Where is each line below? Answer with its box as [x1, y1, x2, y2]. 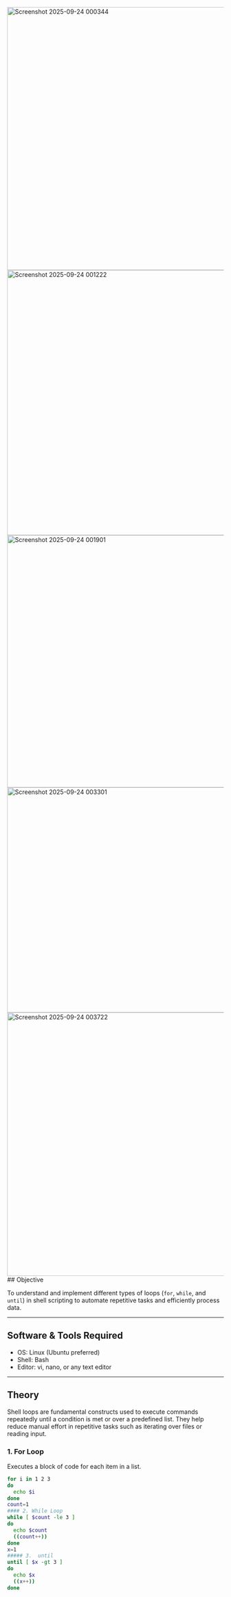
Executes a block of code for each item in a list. [7, 1462, 142, 1470]
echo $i [13, 1488, 36, 1495]
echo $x [13, 1572, 36, 1579]
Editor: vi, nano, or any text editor [16, 1363, 112, 1371]
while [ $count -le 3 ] [7, 1514, 76, 1521]
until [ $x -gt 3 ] [7, 1559, 63, 1566]
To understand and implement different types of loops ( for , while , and [7, 1289, 206, 1297]
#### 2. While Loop [7, 1507, 63, 1514]
